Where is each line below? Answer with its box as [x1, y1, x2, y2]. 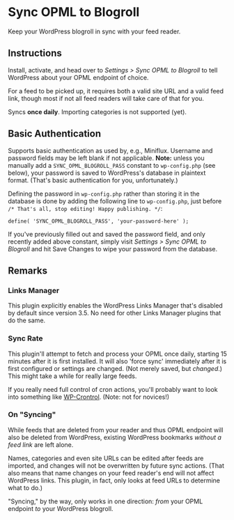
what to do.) [8, 483, 42, 491]
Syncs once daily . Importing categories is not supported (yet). [8, 107, 187, 116]
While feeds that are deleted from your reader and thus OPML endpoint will [8, 425, 224, 434]
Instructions [8, 47, 62, 59]
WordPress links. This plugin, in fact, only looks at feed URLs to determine [8, 476, 220, 484]
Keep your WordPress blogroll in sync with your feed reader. [8, 27, 181, 36]
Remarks [8, 265, 48, 276]
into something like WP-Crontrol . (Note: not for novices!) [8, 393, 170, 401]
